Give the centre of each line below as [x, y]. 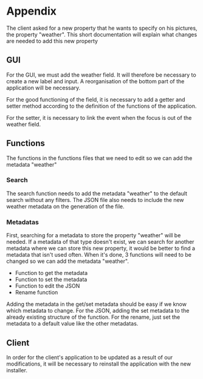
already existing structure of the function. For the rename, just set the [93, 317]
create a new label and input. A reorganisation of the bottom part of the [95, 81]
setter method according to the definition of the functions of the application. [101, 106]
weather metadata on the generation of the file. [65, 206]
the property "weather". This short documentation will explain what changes [102, 34]
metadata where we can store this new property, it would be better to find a [101, 248]
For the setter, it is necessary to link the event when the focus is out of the [99, 117]
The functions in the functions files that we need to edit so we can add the [99, 158]
